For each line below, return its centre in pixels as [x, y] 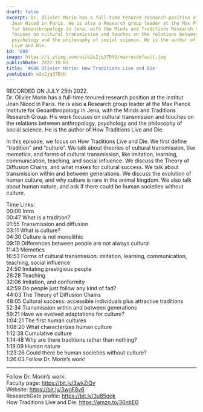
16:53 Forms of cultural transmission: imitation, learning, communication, [97, 256]
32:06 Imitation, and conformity [46, 282]
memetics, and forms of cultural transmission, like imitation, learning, [92, 154]
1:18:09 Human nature [33, 347]
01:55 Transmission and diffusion [47, 224]
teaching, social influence [38, 263]
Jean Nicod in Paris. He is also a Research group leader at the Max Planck [98, 104]
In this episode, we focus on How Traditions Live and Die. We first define [97, 141]
